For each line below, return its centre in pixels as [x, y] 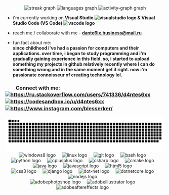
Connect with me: [38, 88]
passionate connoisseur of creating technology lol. [67, 75]
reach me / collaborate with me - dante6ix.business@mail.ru [77, 33]
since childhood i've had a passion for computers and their [76, 48]
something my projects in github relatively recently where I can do [84, 64]
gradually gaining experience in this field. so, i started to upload [81, 59]
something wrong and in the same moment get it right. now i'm [80, 69]
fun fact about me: [32, 43]
